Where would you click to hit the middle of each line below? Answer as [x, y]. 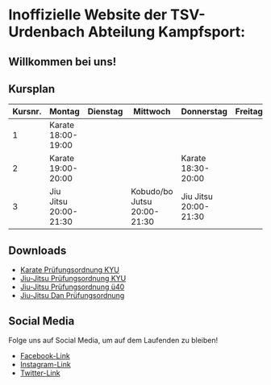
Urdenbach [47, 32]
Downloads [38, 250]
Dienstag [105, 112]
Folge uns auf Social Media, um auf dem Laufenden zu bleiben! [113, 341]
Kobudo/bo [152, 192]
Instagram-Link [45, 365]
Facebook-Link [45, 356]
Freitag [249, 112]
